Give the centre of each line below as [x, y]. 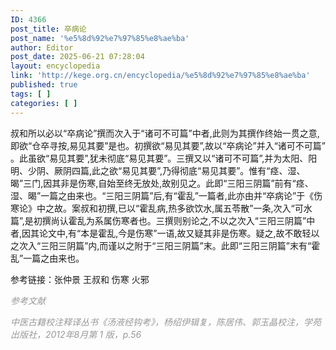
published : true [44, 85]
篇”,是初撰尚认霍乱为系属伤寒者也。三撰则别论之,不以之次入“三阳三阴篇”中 [163, 220]
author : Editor [42, 47]
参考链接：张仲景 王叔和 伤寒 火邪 [80, 279]
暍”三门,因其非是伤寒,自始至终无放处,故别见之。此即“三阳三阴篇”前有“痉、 [162, 183]
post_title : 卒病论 [48, 29]
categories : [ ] [44, 103]
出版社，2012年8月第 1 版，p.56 [76, 334]
